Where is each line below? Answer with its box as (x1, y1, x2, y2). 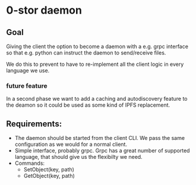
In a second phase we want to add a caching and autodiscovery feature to (6, 95, 188, 103)
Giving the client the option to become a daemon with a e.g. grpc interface (6, 43, 189, 50)
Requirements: (6, 119, 62, 129)
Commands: (14, 160, 45, 167)
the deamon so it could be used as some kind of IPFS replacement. (6, 101, 170, 109)
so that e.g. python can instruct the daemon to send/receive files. (6, 49, 166, 56)
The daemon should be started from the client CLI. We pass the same (14, 135, 185, 142)
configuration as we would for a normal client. (14, 141, 128, 148)
